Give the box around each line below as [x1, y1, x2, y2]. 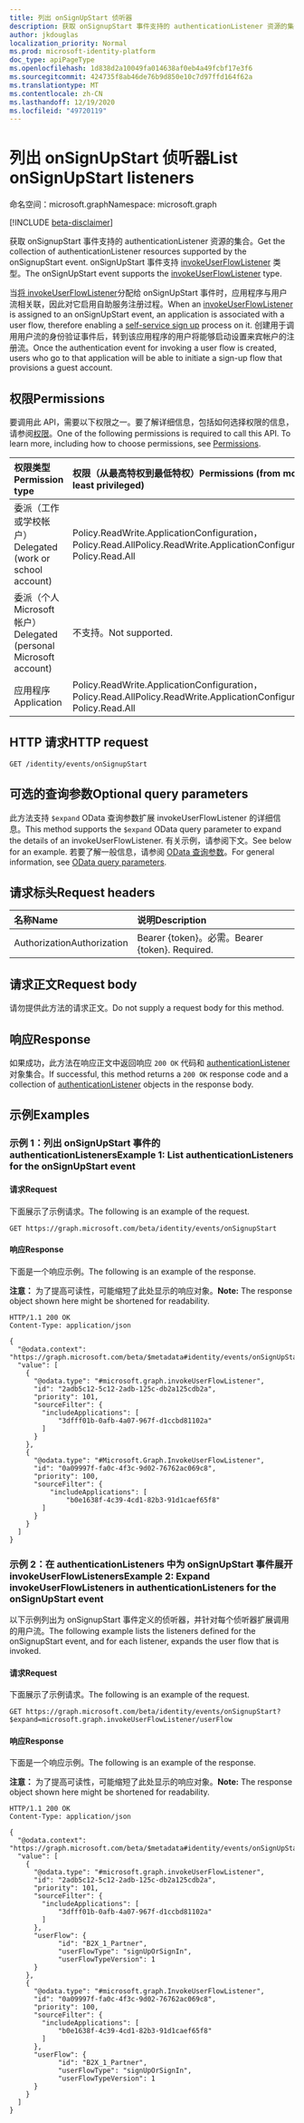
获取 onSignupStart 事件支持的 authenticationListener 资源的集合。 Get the [9, 236, 286, 247]
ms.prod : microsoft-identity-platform [9, 47, 156, 56]
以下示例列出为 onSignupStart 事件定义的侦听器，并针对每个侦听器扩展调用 [9, 1614, 290, 1625]
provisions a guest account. [9, 362, 113, 373]
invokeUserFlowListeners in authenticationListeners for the [9, 1580, 277, 1593]
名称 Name [14, 914, 59, 926]
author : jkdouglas [9, 30, 79, 39]
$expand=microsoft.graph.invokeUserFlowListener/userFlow [9, 1716, 233, 1725]
